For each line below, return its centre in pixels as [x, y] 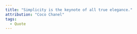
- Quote [18, 24]
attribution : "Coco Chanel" [35, 14]
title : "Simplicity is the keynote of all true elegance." [69, 10]
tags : [11, 19]
